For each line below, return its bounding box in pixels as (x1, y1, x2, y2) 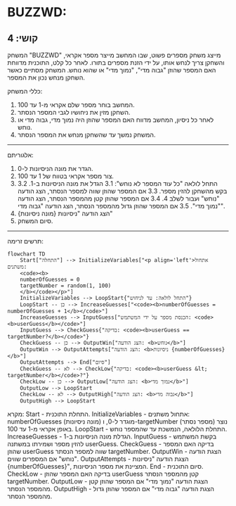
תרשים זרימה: (7, 237, 44, 245)
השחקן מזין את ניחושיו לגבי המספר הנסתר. (17, 108, 131, 116)
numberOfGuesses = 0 (20, 276, 80, 283)
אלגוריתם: (7, 151, 34, 159)
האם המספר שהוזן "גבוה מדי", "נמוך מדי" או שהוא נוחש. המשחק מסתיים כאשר (7, 66, 216, 74)
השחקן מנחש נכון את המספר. (7, 73, 86, 82)
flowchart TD (7, 251, 46, 258)
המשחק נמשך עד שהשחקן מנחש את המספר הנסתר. (17, 131, 156, 139)
